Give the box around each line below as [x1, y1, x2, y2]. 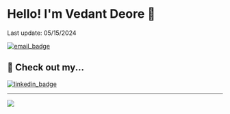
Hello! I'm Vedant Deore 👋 [7, 6, 156, 22]
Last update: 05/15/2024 [7, 29, 77, 37]
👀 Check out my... [7, 61, 84, 74]
